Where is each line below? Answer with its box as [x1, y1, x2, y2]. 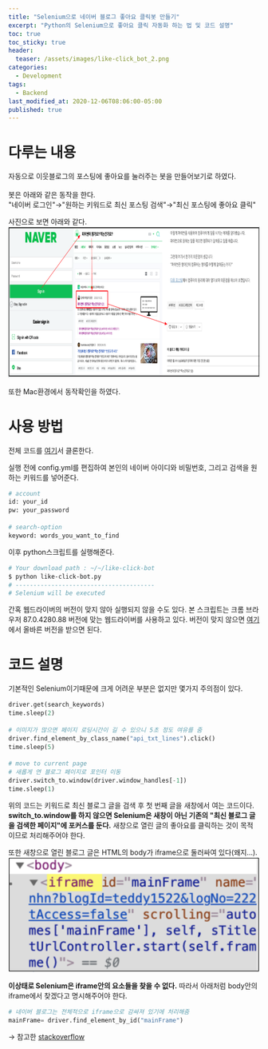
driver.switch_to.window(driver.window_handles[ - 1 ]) [8, 776, 187, 785]
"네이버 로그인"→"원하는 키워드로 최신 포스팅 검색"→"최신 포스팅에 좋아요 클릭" [8, 200, 257, 209]
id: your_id [8, 498, 48, 506]
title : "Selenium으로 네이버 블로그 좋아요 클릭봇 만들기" [8, 13, 180, 21]
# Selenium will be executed [8, 589, 105, 597]
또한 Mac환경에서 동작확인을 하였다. [8, 386, 121, 396]
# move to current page [8, 760, 88, 768]
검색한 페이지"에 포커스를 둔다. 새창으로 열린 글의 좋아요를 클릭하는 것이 [16, 820, 239, 830]
